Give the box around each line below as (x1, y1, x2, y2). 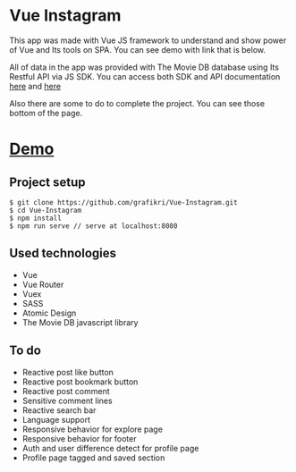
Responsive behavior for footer (21, 433, 137, 443)
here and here (9, 80, 61, 91)
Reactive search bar (21, 404, 97, 416)
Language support (21, 414, 91, 425)
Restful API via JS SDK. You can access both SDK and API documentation (9, 71, 281, 81)
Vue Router (21, 279, 64, 290)
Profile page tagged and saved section (21, 452, 165, 463)
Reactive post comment (21, 385, 110, 396)
